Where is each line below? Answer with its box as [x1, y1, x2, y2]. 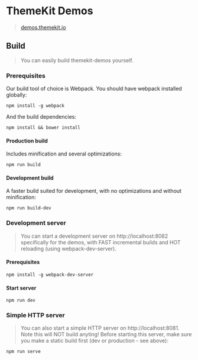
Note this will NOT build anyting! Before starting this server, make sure [20, 331, 192, 338]
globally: [6, 91, 27, 98]
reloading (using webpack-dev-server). [20, 245, 116, 252]
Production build [6, 137, 48, 144]
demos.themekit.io [20, 24, 66, 31]
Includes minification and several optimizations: [6, 150, 122, 158]
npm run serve [6, 349, 41, 355]
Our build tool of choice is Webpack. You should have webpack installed [6, 85, 182, 93]
